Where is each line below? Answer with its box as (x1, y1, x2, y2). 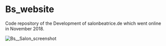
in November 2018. (5, 25, 44, 31)
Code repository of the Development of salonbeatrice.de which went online (5, 20, 161, 26)
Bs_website (5, 4, 54, 15)
